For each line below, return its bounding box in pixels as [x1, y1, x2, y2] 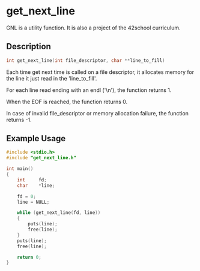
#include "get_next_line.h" [6, 155, 77, 161]
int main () [6, 166, 34, 172]
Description [6, 41, 51, 52]
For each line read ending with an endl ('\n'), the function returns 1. [6, 86, 172, 94]
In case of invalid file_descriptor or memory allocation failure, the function [6, 109, 189, 117]
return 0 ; [17, 254, 42, 260]
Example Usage [6, 133, 66, 144]
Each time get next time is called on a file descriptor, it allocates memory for [6, 68, 194, 76]
